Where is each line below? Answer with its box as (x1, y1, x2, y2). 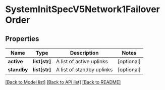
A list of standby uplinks (56, 66, 113, 73)
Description (70, 50, 99, 56)
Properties (5, 34, 39, 43)
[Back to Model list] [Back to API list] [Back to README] (5, 79, 121, 85)
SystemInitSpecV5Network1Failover (5, 4, 160, 15)
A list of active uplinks (56, 58, 108, 65)
